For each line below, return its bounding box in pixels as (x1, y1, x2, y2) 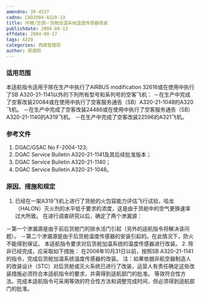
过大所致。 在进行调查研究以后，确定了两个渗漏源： (14, 212, 142, 219)
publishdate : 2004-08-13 (6, 25, 68, 32)
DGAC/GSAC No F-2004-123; (14, 144, 88, 151)
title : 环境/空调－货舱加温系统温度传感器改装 (6, 20, 108, 26)
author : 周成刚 (6, 48, 41, 54)
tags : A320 (6, 37, 33, 43)
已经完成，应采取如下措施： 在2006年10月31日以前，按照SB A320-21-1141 (11, 247, 193, 255)
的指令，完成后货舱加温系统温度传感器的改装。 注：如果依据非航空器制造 (6, 255, 186, 262)
